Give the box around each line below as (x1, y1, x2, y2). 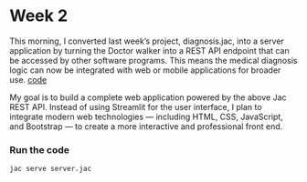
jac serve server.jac (9, 165, 92, 174)
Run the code (9, 143, 70, 156)
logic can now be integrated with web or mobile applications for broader (9, 65, 281, 76)
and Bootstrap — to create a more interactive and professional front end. (9, 120, 283, 132)
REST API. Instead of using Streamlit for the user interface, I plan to (9, 101, 262, 112)
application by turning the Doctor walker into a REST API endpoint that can (9, 45, 290, 56)
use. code (9, 74, 48, 85)
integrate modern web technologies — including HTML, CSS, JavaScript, (9, 111, 283, 122)
